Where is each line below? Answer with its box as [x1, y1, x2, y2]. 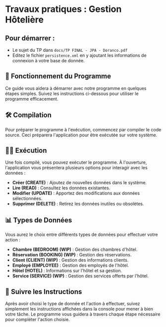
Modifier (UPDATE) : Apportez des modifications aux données [12, 190, 140, 196]
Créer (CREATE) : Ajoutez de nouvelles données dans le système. [12, 180, 147, 186]
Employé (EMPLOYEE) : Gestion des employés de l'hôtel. [12, 262, 129, 268]
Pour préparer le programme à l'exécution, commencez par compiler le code [5, 126, 162, 132]
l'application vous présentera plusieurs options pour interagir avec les [5, 165, 148, 171]
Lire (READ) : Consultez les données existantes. [12, 185, 111, 191]
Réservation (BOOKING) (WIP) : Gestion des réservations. [12, 252, 132, 258]
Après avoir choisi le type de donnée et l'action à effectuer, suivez [5, 301, 140, 307]
